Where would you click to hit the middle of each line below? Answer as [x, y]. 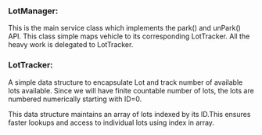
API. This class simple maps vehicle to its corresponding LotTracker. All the [129, 36]
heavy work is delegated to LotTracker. [71, 45]
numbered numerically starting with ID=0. [75, 99]
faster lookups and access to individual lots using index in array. [111, 122]
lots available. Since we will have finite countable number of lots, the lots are [131, 90]
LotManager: [33, 11]
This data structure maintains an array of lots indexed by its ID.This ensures [129, 114]
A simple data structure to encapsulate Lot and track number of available [126, 82]
